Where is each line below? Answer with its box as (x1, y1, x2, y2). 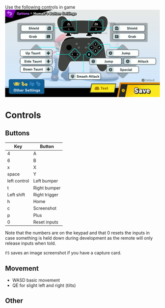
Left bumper (33, 178, 58, 184)
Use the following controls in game (5, 4, 76, 10)
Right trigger (33, 191, 59, 197)
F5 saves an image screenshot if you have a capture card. (5, 250, 122, 256)
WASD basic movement (12, 277, 60, 283)
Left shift (7, 191, 26, 197)
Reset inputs (33, 219, 58, 225)
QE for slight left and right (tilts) (12, 282, 76, 288)
